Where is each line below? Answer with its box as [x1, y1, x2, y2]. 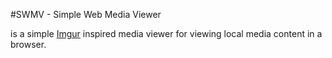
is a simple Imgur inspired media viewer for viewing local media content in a [10, 28, 323, 39]
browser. [10, 39, 47, 50]
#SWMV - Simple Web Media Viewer [10, 9, 162, 20]
